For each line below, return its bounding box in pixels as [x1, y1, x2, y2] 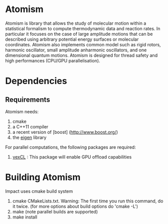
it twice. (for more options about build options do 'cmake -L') [12, 203, 138, 209]
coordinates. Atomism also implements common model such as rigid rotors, [5, 41, 161, 47]
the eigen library [12, 134, 47, 140]
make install [12, 214, 38, 220]
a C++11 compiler [12, 123, 49, 129]
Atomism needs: [5, 108, 39, 114]
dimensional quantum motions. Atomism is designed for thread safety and [5, 52, 158, 58]
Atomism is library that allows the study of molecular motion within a [5, 20, 146, 26]
